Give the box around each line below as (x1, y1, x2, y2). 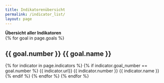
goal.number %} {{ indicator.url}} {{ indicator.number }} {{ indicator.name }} (5, 68, 160, 74)
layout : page (5, 16, 32, 21)
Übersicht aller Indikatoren (5, 30, 61, 36)
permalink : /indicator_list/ (5, 12, 65, 17)
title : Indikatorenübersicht (5, 7, 65, 12)
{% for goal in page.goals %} (5, 35, 64, 41)
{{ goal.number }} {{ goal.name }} (5, 49, 111, 58)
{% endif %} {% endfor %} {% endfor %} (5, 73, 89, 79)
